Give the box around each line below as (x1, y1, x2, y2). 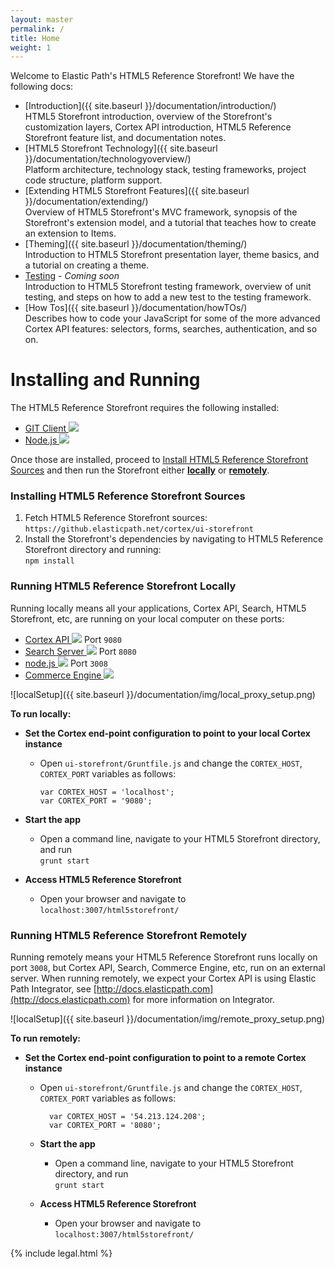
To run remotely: (10, 1032, 82, 1045)
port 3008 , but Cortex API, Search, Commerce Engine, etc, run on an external (10, 962, 326, 974)
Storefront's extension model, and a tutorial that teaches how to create (24, 217, 317, 229)
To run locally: (10, 707, 72, 720)
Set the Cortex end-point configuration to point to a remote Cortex (24, 1052, 307, 1064)
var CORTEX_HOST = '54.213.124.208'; (48, 1112, 207, 1122)
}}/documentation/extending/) (24, 196, 149, 208)
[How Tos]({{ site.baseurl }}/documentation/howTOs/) (24, 302, 248, 314)
